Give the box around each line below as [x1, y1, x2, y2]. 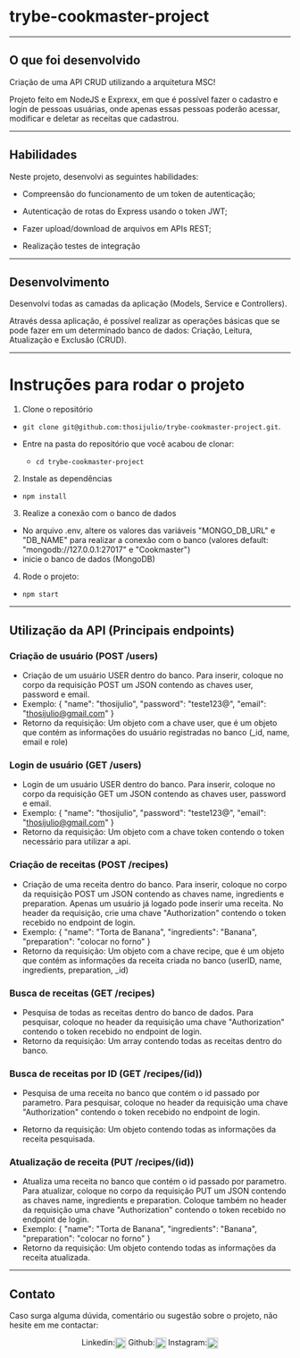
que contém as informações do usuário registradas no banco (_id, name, [21, 727, 290, 737]
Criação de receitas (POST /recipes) [9, 859, 169, 871]
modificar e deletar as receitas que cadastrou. [9, 113, 179, 123]
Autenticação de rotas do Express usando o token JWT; [21, 206, 228, 216]
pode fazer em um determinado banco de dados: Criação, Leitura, [9, 325, 253, 336]
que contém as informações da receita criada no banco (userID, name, [21, 955, 283, 965]
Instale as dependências [21, 473, 112, 484]
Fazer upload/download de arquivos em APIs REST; [21, 223, 212, 233]
